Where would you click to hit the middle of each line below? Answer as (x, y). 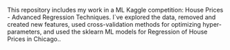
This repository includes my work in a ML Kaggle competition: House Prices (115, 10)
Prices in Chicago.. (34, 39)
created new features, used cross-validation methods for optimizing (104, 24)
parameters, (25, 32)
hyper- (212, 24)
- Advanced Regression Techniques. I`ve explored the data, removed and (112, 17)
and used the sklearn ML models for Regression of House (125, 32)
